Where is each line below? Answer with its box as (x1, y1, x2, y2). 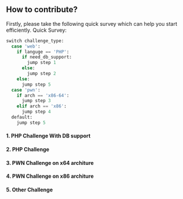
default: (11, 114, 33, 120)
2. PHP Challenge (6, 146, 50, 153)
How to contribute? (6, 5, 78, 15)
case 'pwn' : (11, 87, 41, 93)
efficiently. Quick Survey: (6, 26, 67, 33)
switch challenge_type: (6, 38, 65, 43)
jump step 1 (27, 60, 57, 66)
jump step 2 (27, 70, 57, 77)
